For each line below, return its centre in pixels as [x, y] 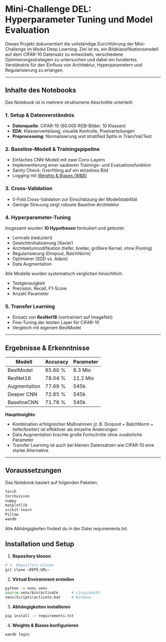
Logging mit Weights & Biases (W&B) [50, 176]
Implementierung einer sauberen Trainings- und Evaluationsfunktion [82, 165]
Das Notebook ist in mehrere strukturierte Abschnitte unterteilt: [69, 102]
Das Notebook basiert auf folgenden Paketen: [52, 482]
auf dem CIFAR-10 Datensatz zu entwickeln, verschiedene [64, 54]
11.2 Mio [84, 378]
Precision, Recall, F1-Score [40, 288]
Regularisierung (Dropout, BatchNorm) [51, 253]
